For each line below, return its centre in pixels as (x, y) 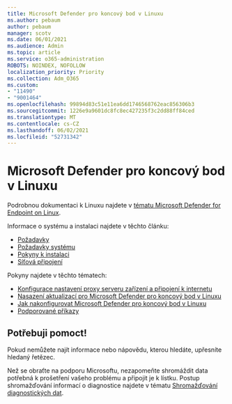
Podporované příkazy (48, 311)
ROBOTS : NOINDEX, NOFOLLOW (46, 65)
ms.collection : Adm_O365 (43, 78)
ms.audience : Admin (36, 46)
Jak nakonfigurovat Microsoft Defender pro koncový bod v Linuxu (112, 304)
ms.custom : (23, 85)
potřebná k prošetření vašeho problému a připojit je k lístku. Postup (103, 378)
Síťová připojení (40, 262)
